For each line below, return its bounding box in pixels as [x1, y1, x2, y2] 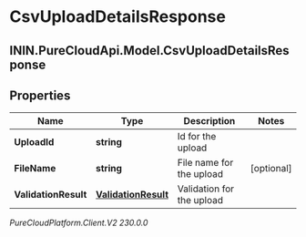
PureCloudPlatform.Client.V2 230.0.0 [9, 217, 148, 229]
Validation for [177, 182, 235, 195]
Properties [9, 88, 71, 103]
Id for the [177, 130, 217, 143]
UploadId [14, 136, 55, 149]
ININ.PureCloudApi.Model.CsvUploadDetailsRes [9, 43, 290, 58]
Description [183, 115, 236, 128]
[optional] [250, 162, 292, 175]
